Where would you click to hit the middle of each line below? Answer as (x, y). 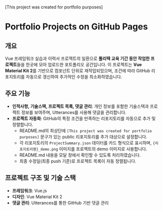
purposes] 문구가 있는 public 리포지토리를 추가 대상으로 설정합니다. (83, 136)
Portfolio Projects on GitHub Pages (77, 27)
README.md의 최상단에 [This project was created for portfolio (86, 131)
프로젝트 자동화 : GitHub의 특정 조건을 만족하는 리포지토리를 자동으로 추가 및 (84, 118)
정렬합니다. (23, 124)
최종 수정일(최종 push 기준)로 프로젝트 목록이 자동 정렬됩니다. (78, 161)
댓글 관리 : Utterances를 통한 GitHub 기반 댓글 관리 (60, 203)
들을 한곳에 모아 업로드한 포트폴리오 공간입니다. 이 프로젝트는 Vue (79, 65)
